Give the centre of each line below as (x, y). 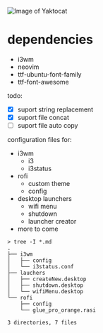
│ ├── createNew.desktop (47, 279)
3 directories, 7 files (42, 323)
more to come (38, 229)
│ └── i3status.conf (41, 267)
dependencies (50, 40)
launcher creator (52, 222)
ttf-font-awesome (43, 82)
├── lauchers (26, 273)
